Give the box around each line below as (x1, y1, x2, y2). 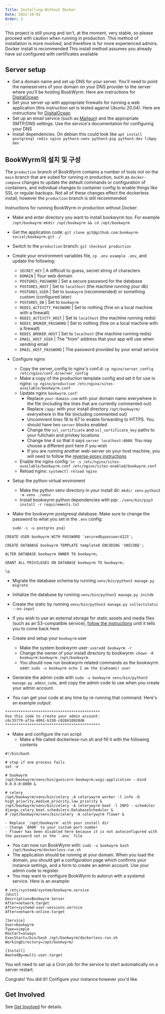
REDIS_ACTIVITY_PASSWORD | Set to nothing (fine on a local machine (19, 304, 153, 310)
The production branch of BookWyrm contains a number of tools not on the (5, 169, 159, 175)
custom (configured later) (19, 294, 72, 300)
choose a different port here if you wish (27, 443, 107, 449)
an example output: (12, 700, 52, 706)
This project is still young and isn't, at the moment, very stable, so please (5, 30, 154, 36)
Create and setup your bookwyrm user (12, 635, 87, 641)
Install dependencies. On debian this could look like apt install (12, 131, 142, 137)
